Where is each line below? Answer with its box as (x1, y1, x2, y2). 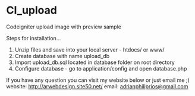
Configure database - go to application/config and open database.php (14, 65, 187, 72)
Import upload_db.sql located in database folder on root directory (14, 59, 175, 66)
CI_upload (6, 4, 58, 17)
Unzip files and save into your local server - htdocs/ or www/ (14, 46, 165, 53)
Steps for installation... (6, 34, 61, 41)
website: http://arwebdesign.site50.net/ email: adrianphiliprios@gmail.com (6, 82, 188, 89)
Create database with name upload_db (14, 52, 110, 59)
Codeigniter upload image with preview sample (6, 23, 122, 30)
